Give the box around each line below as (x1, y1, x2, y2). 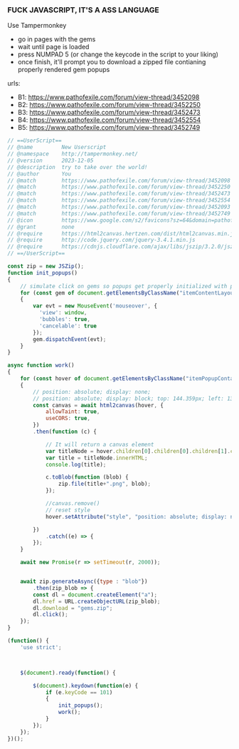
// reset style (45, 506, 91, 514)
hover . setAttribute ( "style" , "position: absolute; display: (45, 513, 228, 520)
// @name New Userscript (7, 144, 107, 151)
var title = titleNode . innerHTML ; (45, 454, 148, 462)
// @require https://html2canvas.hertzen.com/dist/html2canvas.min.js (7, 230, 237, 237)
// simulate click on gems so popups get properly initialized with (20, 282, 228, 290)
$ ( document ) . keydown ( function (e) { (33, 682, 139, 689)
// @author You (7, 170, 72, 178)
